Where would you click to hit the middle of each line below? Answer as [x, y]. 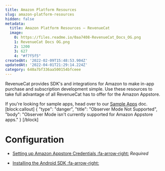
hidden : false [20, 19]
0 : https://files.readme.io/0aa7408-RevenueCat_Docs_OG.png [78, 38]
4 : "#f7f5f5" [28, 56]
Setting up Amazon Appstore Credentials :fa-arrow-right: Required [80, 153]
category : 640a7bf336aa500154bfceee [43, 70]
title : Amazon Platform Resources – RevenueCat [60, 28]
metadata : [15, 24]
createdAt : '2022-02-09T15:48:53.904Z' [46, 60]
